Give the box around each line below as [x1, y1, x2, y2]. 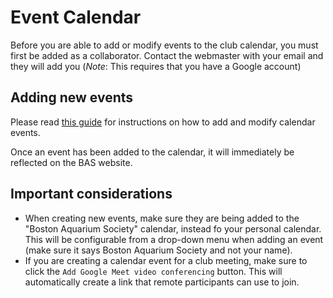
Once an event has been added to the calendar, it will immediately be [10, 146, 295, 158]
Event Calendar [10, 6, 142, 29]
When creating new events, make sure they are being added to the [24, 212, 300, 224]
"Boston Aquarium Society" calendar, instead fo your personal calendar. [24, 222, 322, 235]
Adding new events [10, 89, 134, 106]
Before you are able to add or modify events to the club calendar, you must [10, 39, 319, 51]
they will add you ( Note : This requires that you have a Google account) [10, 60, 302, 72]
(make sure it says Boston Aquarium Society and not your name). [24, 244, 293, 256]
